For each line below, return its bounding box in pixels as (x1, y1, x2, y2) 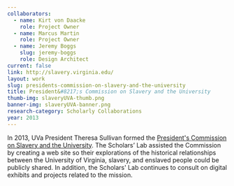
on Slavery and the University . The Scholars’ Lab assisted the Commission (7, 141, 221, 149)
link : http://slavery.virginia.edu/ (7, 69, 114, 76)
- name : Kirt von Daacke (13, 17, 86, 24)
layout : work (7, 75, 45, 83)
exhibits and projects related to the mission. (7, 171, 133, 179)
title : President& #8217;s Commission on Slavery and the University (7, 88, 211, 95)
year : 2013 (7, 114, 39, 121)
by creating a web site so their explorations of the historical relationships (7, 148, 217, 157)
